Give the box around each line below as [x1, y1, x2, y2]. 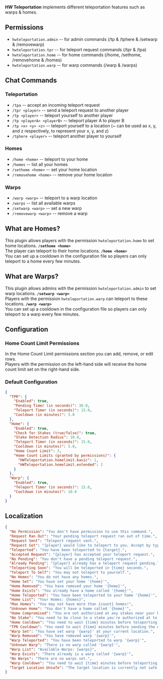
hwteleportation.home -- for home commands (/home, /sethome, [12, 52, 142, 57]
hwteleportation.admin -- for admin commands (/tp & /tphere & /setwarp [12, 36, 158, 42]
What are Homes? [5, 225, 61, 233]
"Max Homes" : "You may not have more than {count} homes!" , [9, 602, 133, 607]
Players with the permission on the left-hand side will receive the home [5, 361, 147, 367]
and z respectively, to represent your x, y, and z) [12, 128, 109, 133]
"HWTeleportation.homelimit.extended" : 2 [17, 462, 103, 467]
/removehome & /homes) [12, 57, 62, 63]
